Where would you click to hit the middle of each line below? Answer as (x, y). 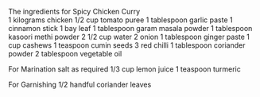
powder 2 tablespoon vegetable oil (65, 54)
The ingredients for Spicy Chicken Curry (74, 12)
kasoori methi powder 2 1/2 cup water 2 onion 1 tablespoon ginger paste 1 (129, 37)
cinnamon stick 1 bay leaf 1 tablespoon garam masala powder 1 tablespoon (130, 28)
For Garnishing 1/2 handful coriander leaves (80, 84)
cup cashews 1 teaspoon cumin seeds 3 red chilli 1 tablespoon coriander (127, 45)
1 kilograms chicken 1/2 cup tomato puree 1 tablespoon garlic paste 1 (120, 20)
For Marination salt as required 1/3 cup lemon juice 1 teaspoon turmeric (124, 69)
